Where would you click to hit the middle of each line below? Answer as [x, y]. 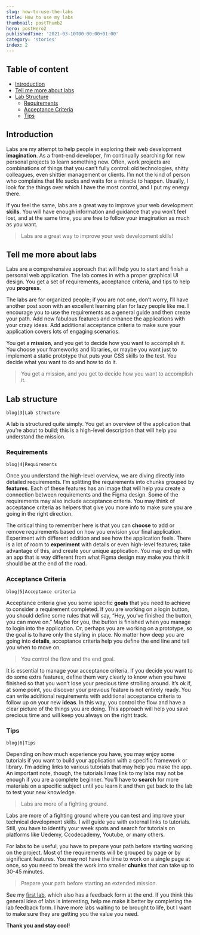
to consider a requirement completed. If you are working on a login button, [98, 609]
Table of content [37, 69]
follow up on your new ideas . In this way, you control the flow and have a [96, 702]
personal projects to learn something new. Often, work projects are [88, 162]
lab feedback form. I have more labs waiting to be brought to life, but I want [99, 907]
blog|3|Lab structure [33, 413]
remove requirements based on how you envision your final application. [94, 532]
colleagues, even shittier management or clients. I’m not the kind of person [98, 174]
